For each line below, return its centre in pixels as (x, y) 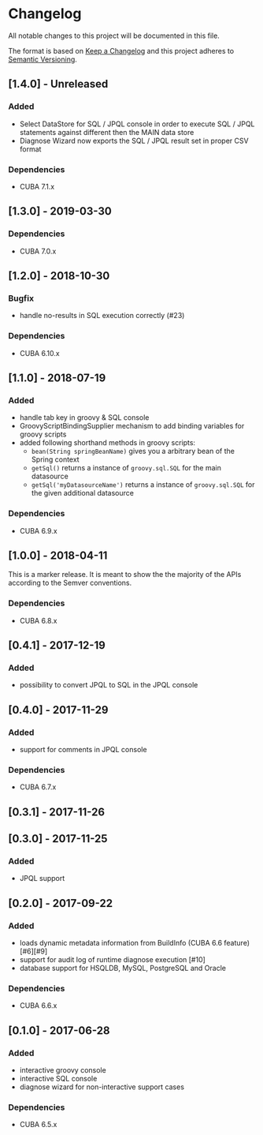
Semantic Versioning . (43, 59)
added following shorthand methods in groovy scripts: (107, 443)
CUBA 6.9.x (38, 530)
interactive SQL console (58, 1079)
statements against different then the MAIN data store (107, 132)
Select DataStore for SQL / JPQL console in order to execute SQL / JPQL (137, 124)
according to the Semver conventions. (70, 583)
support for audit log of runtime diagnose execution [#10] (113, 960)
